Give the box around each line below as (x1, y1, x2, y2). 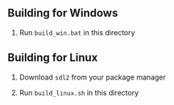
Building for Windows (7, 6, 118, 20)
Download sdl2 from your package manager (19, 72, 167, 82)
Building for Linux (7, 51, 98, 65)
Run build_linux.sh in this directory (19, 87, 139, 97)
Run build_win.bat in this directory (19, 27, 135, 37)
